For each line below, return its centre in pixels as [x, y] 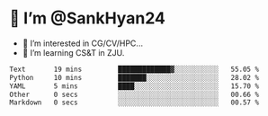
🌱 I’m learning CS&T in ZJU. [73, 52]
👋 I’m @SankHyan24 [88, 18]
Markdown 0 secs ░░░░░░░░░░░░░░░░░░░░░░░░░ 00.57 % [134, 103]
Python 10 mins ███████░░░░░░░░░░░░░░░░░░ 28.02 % [134, 77]
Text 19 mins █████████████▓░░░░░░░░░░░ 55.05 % [134, 69]
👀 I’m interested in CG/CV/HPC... [83, 43]
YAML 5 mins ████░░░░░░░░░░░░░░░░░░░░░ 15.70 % [134, 86]
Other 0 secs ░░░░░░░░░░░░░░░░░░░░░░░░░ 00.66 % [134, 94]
